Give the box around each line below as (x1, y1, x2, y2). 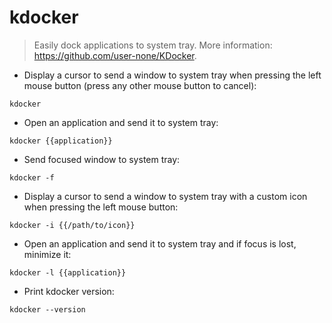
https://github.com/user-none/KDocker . (33, 49, 197, 61)
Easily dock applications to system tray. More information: (33, 39, 273, 51)
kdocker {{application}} (9, 136, 113, 146)
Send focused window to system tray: (23, 153, 181, 165)
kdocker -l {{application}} (9, 267, 127, 278)
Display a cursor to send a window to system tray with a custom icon (23, 190, 308, 202)
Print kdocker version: (23, 285, 115, 297)
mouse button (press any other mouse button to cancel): (23, 79, 257, 91)
